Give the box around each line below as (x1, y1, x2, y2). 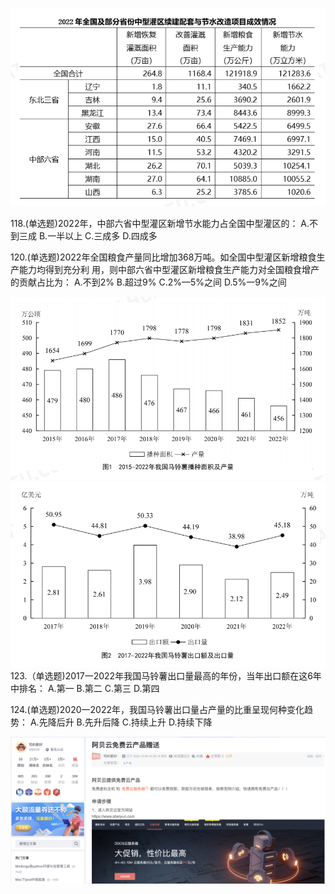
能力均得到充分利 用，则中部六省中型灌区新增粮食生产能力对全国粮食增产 (18, 263, 320, 275)
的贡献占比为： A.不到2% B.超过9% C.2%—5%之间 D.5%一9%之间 (10, 276, 287, 288)
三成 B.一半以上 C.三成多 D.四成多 (18, 229, 158, 242)
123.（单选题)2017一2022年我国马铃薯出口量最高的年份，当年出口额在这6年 (10, 669, 322, 682)
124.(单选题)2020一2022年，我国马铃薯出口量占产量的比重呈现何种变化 (10, 703, 305, 715)
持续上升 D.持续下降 (130, 716, 213, 728)
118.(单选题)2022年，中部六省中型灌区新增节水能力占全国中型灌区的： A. (10, 217, 310, 229)
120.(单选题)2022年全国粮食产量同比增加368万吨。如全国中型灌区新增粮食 (10, 251, 317, 263)
